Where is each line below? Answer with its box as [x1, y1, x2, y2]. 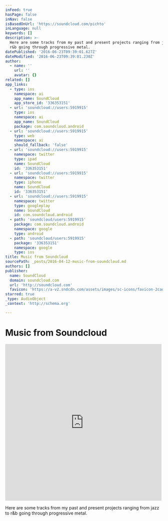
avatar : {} [14, 73, 37, 78]
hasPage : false [5, 12, 37, 17]
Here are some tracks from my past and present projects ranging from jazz [5, 504, 159, 510]
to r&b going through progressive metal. [5, 510, 87, 516]
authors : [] [5, 264, 30, 269]
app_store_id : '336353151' [14, 101, 70, 106]
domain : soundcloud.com [9, 278, 59, 283]
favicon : [9, 287, 28, 292]
